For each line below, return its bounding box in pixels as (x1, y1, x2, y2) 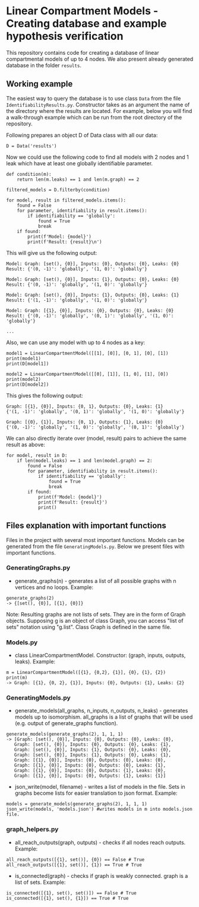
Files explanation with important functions (6, 521, 166, 531)
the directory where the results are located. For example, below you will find (6, 107, 192, 114)
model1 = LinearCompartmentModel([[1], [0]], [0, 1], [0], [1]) (6, 350, 169, 356)
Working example (6, 79, 73, 89)
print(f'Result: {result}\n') (27, 239, 102, 245)
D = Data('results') (6, 143, 58, 149)
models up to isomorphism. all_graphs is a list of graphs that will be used (14, 713, 193, 720)
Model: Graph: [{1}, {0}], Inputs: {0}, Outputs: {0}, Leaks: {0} (6, 307, 174, 313)
